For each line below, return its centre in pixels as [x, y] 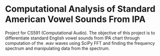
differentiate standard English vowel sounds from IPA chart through [72, 38]
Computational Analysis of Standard [80, 9]
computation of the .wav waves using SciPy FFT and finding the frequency [80, 43]
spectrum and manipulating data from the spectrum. [57, 48]
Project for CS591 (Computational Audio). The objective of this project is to [80, 33]
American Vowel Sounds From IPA [75, 19]
